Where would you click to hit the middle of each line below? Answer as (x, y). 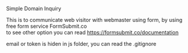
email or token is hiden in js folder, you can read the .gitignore (81, 44)
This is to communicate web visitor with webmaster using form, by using (94, 20)
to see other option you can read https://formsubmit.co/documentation (93, 32)
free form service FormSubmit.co (47, 26)
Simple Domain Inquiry (34, 9)
